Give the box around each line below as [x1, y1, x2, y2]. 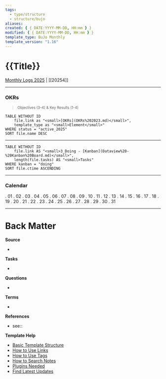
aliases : [5, 21, 23, 26]
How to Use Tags [12, 353, 48, 359]
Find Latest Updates [12, 369, 53, 375]
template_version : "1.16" [5, 40, 58, 44]
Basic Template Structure [12, 342, 64, 348]
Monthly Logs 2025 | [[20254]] [5, 77, 69, 83]
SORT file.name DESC [5, 131, 48, 136]
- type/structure [9, 12, 45, 17]
